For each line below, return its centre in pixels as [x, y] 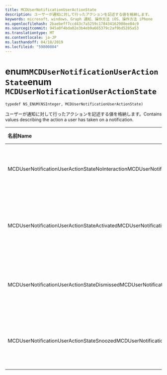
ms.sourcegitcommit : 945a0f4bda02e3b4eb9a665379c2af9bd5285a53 [72, 28]
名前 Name [20, 136]
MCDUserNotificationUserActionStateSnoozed [62, 341]
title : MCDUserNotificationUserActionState [51, 10]
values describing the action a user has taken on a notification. [69, 120]
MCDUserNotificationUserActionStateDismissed [64, 284]
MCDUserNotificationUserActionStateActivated [63, 226]
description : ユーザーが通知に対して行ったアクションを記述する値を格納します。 [79, 14]
